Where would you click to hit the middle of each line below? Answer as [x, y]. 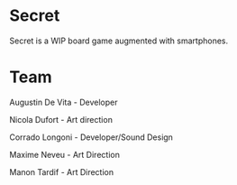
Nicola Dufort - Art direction [61, 119]
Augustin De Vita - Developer [64, 102]
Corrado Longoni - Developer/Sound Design [91, 137]
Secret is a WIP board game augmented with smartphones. [119, 41]
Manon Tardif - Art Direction [62, 171]
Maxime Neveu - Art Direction [64, 154]
